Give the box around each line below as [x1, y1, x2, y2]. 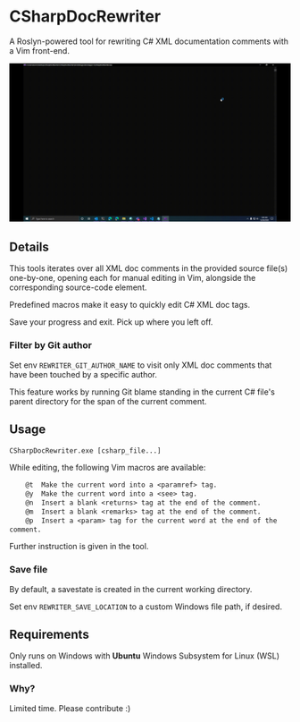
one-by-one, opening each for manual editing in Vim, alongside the [9, 273, 256, 284]
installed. [9, 660, 43, 671]
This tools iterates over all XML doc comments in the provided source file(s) [9, 263, 288, 274]
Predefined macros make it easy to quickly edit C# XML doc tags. [9, 300, 251, 310]
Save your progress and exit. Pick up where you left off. [9, 317, 213, 327]
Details [9, 239, 49, 254]
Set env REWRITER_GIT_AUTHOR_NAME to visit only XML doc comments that [9, 360, 272, 370]
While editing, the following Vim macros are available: [9, 463, 206, 473]
